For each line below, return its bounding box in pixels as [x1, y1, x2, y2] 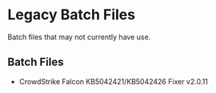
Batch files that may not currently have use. [7, 32, 151, 42]
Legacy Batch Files [7, 6, 136, 24]
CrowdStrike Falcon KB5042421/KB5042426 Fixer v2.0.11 [18, 76, 209, 86]
